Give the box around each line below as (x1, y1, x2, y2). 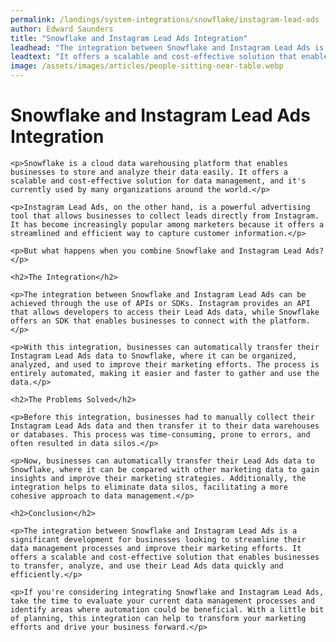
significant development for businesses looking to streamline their (10, 534, 307, 545)
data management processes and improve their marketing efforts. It (10, 543, 302, 553)
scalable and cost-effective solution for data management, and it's (10, 176, 307, 186)
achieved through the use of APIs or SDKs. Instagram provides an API (10, 298, 311, 308)
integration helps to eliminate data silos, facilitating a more (10, 482, 288, 492)
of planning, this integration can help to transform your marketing (10, 613, 307, 623)
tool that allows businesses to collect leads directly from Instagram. (10, 211, 320, 221)
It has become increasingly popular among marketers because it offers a (10, 219, 325, 230)
